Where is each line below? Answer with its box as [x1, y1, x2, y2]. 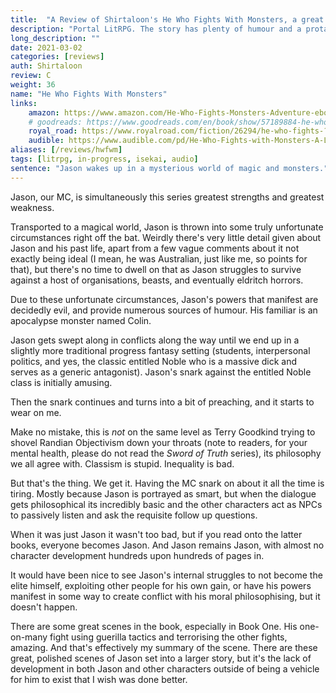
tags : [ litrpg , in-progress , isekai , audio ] [10, 154, 199, 164]
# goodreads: [28, 117, 83, 127]
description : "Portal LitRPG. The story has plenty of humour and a [10, 24, 302, 34]
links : [10, 98, 38, 108]
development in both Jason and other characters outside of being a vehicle [10, 662, 320, 675]
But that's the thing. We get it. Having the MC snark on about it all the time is [10, 477, 325, 489]
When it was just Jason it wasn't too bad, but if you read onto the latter [10, 528, 303, 540]
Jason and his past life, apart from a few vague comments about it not [10, 242, 300, 254]
